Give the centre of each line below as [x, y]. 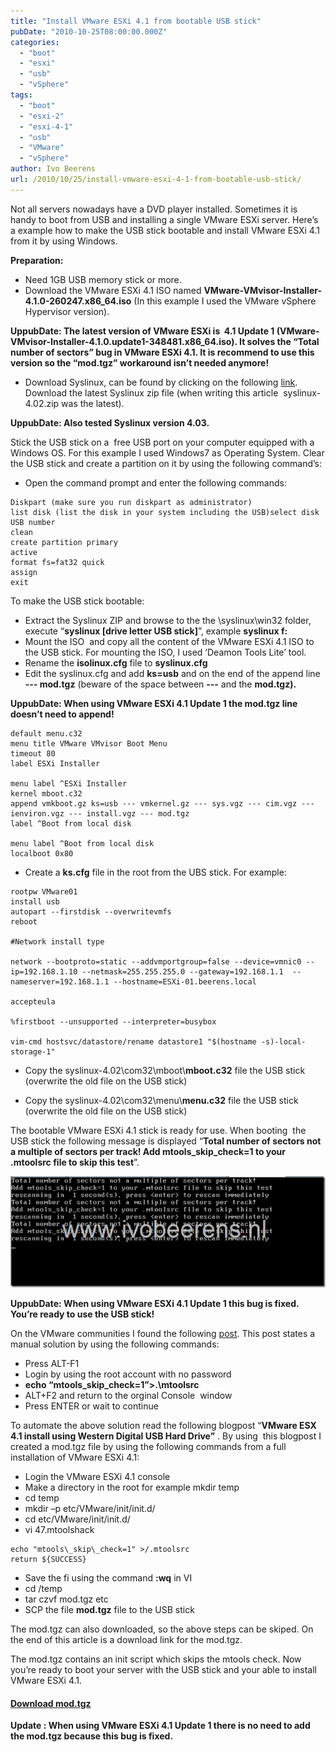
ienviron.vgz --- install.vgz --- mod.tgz [100, 813]
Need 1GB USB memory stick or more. [103, 279]
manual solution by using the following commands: [115, 1344]
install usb [35, 901]
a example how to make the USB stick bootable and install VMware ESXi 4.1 [165, 230]
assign [24, 572]
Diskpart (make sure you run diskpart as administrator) [131, 502]
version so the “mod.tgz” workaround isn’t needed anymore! [140, 362]
